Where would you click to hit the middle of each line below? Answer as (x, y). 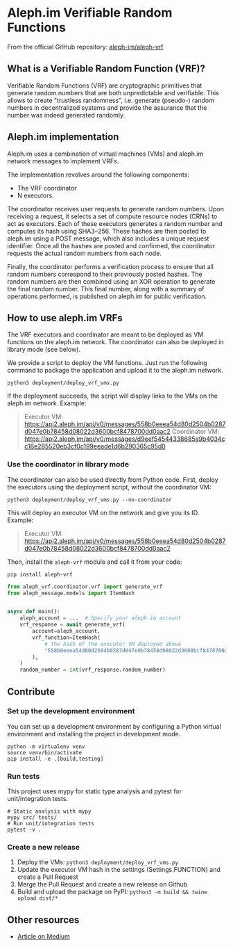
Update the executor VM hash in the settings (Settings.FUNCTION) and (119, 870)
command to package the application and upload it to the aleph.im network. (115, 371)
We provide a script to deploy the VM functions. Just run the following (107, 363)
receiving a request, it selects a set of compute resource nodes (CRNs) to (112, 216)
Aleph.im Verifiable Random (90, 13)
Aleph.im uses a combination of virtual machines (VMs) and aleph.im (105, 154)
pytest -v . (24, 830)
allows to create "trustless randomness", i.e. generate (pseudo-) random (111, 100)
